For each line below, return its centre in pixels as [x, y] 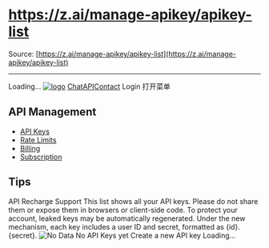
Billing [30, 148]
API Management [52, 112]
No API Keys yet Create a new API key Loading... [156, 235]
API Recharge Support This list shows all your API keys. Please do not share [133, 201]
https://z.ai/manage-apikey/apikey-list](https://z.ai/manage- [137, 54]
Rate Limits [38, 140]
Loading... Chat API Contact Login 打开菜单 [89, 86]
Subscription [41, 157]
